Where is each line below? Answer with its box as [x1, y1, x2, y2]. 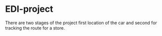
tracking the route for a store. [5, 25, 65, 31]
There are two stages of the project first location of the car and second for [5, 20, 158, 26]
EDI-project [5, 3, 54, 15]
